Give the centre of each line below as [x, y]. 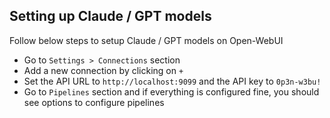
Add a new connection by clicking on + [103, 70]
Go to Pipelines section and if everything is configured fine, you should [171, 91]
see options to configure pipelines [94, 102]
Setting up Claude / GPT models [110, 16]
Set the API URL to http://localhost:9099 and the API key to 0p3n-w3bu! [172, 81]
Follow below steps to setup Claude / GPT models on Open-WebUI [146, 40]
